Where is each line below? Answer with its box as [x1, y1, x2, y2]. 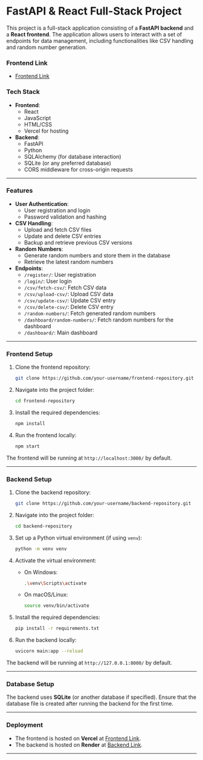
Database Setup [6, 679, 54, 688]
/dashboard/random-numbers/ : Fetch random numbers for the [24, 316, 174, 323]
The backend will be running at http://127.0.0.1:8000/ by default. [6, 659, 172, 667]
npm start [14, 443, 40, 449]
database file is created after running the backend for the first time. [6, 700, 174, 707]
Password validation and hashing [24, 213, 107, 220]
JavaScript [24, 114, 51, 122]
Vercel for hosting [24, 127, 69, 134]
